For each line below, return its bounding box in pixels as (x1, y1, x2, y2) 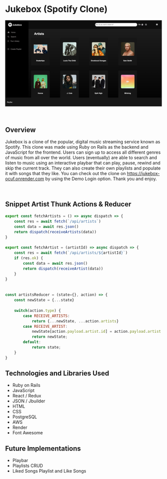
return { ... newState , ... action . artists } (31, 318, 119, 324)
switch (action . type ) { (14, 308, 61, 313)
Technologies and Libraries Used (5, 369, 109, 378)
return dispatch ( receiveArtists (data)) (14, 229, 97, 234)
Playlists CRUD (12, 463, 43, 469)
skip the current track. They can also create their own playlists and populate (5, 165, 161, 171)
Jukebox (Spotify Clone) (5, 3, 108, 15)
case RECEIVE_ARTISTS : (23, 313, 70, 318)
